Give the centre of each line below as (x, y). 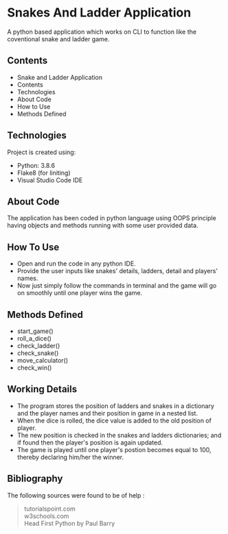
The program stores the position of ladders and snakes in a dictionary (116, 406)
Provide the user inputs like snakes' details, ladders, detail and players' (117, 271)
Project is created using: (42, 152)
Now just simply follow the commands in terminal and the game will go (117, 286)
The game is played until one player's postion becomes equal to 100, (114, 449)
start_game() (35, 331)
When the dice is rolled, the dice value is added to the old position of (114, 420)
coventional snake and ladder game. (58, 39)
